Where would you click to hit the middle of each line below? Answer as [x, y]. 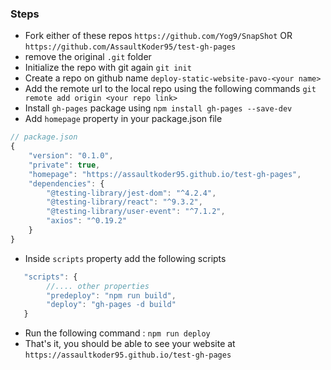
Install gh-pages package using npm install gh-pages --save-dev [158, 108]
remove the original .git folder [88, 57]
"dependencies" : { [66, 183]
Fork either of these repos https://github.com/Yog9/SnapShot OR [158, 36]
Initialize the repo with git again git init [108, 68]
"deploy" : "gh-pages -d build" [111, 305]
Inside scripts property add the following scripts [125, 258]
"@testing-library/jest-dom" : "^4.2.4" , [131, 193]
